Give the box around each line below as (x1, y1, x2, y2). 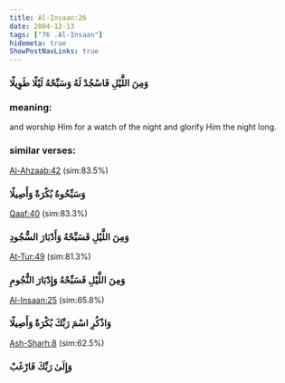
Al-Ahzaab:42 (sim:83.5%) (9, 165, 109, 176)
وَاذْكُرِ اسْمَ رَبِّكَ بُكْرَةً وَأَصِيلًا (9, 317, 111, 330)
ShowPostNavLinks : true (9, 47, 100, 56)
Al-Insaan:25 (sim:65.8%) (9, 294, 105, 305)
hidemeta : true (9, 38, 67, 48)
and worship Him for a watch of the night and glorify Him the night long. (9, 121, 278, 132)
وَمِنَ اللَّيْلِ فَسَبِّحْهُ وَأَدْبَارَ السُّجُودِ (9, 230, 129, 243)
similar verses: (9, 144, 76, 157)
